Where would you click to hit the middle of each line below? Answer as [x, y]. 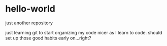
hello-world [30, 9]
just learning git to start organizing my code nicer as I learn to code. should [84, 32]
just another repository [29, 23]
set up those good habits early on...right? [48, 38]
